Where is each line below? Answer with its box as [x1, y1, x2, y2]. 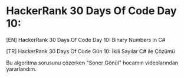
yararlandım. [6, 65, 37, 72]
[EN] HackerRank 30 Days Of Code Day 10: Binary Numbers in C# [6, 36, 166, 43]
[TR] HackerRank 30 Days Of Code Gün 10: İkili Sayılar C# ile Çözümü [6, 47, 175, 54]
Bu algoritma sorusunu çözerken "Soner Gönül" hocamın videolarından [6, 59, 179, 66]
